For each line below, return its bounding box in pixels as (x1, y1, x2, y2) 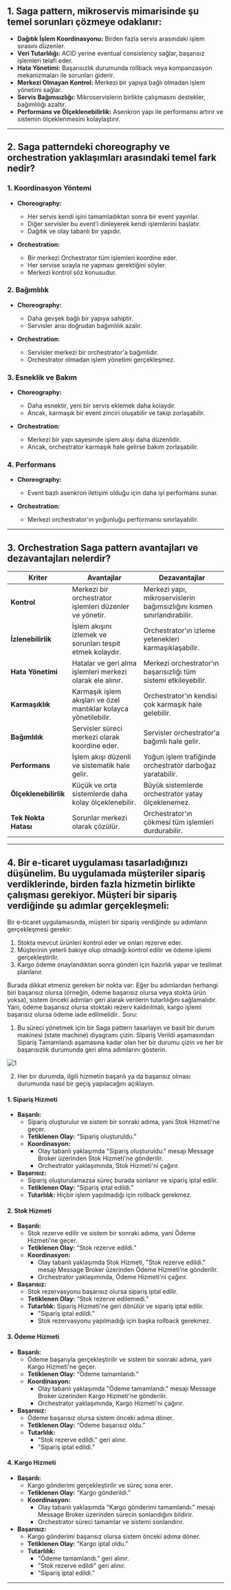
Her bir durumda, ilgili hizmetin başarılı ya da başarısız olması (16, 1072, 191, 1081)
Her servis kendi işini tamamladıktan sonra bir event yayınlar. (27, 212, 199, 221)
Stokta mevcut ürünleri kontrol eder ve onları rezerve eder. (16, 938, 183, 947)
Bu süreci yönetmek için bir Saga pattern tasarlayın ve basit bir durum (16, 1024, 215, 1032)
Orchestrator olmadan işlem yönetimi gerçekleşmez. (27, 355, 175, 364)
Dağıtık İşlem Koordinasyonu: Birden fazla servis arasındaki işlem (16, 34, 205, 43)
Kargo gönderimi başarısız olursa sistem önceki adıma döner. (27, 1532, 201, 1541)
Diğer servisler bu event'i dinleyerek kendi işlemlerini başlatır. (27, 219, 201, 228)
